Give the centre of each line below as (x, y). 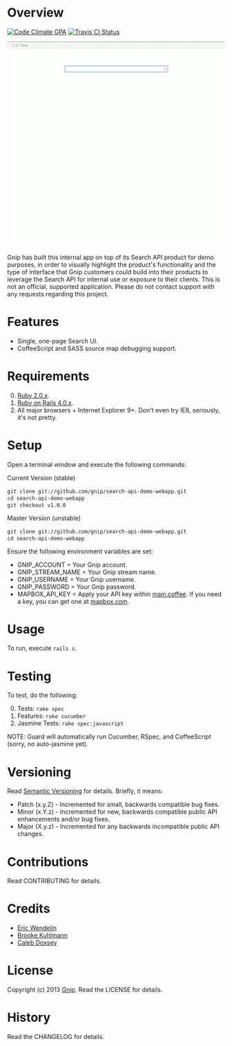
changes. (30, 834)
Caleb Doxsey (37, 943)
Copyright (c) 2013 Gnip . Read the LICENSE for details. (85, 990)
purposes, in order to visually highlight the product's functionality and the (112, 265)
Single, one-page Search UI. (57, 341)
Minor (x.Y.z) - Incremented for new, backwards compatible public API (117, 812)
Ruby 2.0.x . (33, 395)
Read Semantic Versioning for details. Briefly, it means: (85, 791)
